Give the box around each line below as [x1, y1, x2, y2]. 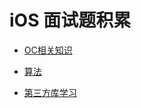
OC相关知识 [23, 44, 73, 56]
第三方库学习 [23, 86, 77, 98]
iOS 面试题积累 [9, 9, 132, 32]
